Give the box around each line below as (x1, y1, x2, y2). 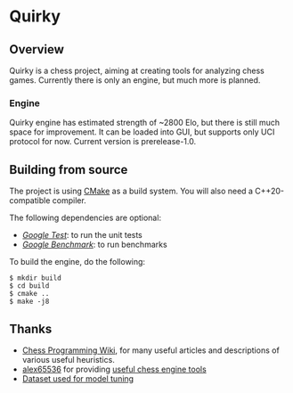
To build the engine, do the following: (9, 257, 145, 267)
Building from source (9, 162, 128, 177)
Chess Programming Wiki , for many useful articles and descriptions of (21, 345, 281, 356)
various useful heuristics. (21, 354, 116, 364)
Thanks (9, 321, 53, 336)
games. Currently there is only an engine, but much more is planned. (9, 75, 261, 86)
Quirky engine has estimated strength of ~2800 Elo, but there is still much (9, 118, 281, 128)
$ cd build (9, 282, 50, 291)
